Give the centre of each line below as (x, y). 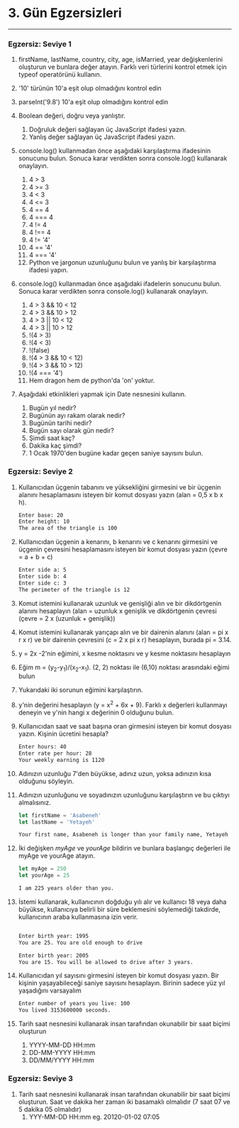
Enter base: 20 (41, 515)
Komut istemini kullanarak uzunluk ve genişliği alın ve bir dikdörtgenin (120, 603)
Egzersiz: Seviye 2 (40, 472)
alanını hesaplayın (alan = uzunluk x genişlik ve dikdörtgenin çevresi (117, 611)
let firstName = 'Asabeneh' (60, 815)
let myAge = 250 (42, 869)
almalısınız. (35, 802)
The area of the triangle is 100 (68, 529)
